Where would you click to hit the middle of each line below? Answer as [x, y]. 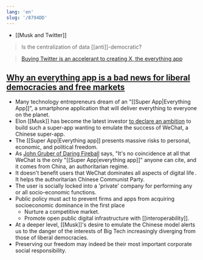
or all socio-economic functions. [56, 192]
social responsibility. [41, 251]
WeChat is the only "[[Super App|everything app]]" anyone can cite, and [105, 160]
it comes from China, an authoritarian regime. [72, 167]
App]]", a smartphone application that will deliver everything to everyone [106, 108]
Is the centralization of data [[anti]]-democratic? [81, 47]
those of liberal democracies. [52, 237]
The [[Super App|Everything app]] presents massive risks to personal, [103, 141]
